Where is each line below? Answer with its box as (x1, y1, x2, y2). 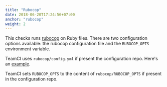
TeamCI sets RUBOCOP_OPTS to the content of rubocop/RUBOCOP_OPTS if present (5, 71, 162, 77)
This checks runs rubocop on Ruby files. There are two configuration (5, 35, 148, 41)
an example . (5, 61, 31, 67)
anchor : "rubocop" (5, 17, 44, 22)
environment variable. (5, 46, 50, 52)
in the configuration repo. (5, 76, 58, 82)
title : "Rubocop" (5, 7, 42, 13)
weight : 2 (5, 21, 26, 27)
